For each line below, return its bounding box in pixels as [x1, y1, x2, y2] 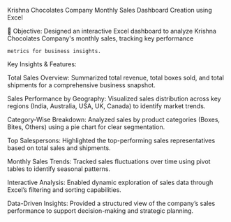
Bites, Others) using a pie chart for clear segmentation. [7, 123, 165, 131]
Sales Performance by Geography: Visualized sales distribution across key [7, 94, 221, 103]
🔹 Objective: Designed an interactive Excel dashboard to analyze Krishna [7, 27, 216, 35]
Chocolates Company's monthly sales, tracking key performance [7, 34, 194, 43]
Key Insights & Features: [7, 60, 77, 68]
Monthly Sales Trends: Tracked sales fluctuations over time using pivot [7, 157, 211, 165]
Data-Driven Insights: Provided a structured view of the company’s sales [7, 199, 216, 207]
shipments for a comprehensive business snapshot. [7, 81, 156, 89]
